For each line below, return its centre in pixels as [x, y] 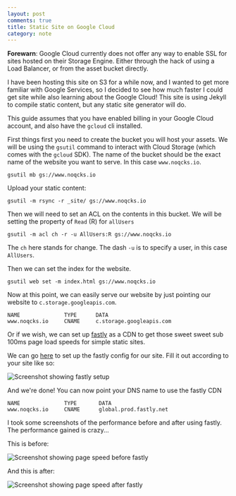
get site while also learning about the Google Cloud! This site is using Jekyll [117, 97]
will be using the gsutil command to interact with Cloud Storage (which [112, 147]
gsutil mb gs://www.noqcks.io [52, 175]
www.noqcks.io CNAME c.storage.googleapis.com [89, 322]
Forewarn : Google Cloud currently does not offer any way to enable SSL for [117, 54]
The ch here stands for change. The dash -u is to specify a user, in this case [117, 248]
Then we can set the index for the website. [69, 269]
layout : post [26, 14]
